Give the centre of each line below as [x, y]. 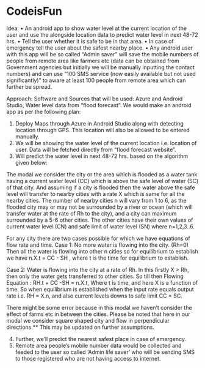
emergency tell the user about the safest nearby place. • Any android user [100, 48]
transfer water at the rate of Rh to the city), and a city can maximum [92, 213]
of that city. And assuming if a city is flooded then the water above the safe [101, 187]
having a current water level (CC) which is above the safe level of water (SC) [103, 181]
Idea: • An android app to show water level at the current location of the [97, 28]
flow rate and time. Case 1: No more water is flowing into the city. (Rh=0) [98, 245]
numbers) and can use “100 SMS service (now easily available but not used [101, 73]
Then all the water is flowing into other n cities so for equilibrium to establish [102, 251]
